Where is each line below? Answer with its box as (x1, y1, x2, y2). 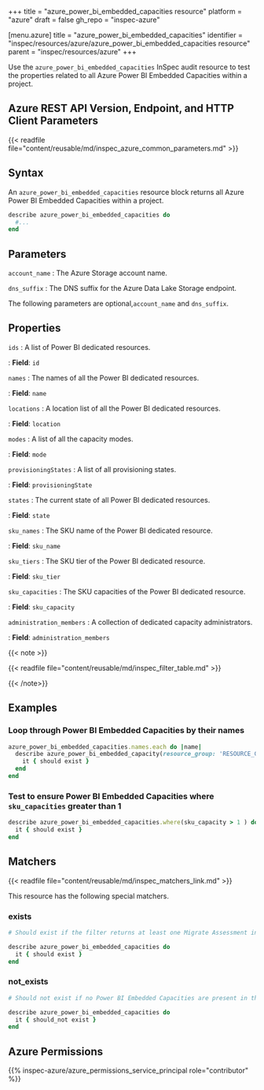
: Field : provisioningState (8, 480, 93, 489)
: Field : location (8, 419, 61, 428)
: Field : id (8, 358, 40, 367)
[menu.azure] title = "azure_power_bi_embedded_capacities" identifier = (8, 31, 244, 39)
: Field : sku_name (8, 541, 61, 550)
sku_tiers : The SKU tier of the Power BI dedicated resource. (8, 556, 206, 566)
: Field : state (8, 510, 50, 519)
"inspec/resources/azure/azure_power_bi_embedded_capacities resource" (8, 39, 251, 48)
